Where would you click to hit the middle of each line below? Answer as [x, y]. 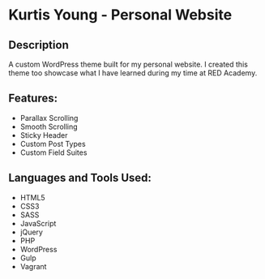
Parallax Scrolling [49, 118]
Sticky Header [44, 135]
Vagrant [33, 266]
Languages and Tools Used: [80, 178]
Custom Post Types [53, 144]
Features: [33, 99]
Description [38, 45]
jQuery [31, 232]
